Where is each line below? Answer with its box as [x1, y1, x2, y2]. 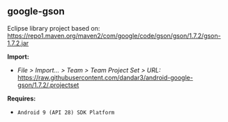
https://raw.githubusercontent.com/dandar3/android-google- [17, 73, 193, 82]
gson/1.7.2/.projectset [17, 80, 79, 89]
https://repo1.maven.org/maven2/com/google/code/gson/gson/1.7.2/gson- [7, 31, 221, 40]
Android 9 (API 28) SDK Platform [17, 109, 115, 116]
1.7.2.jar [7, 38, 29, 47]
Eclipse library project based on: [7, 24, 100, 32]
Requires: [7, 94, 36, 102]
